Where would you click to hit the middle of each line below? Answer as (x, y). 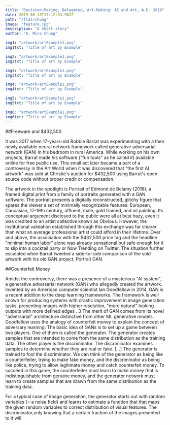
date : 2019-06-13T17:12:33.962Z (39, 15)
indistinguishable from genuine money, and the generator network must (80, 376)
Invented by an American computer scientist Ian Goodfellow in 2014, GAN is (84, 289)
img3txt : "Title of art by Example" (44, 75)
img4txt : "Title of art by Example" (44, 89)
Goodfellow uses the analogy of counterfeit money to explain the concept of (85, 322)
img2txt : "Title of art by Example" (44, 61)
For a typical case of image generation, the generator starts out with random (85, 396)
